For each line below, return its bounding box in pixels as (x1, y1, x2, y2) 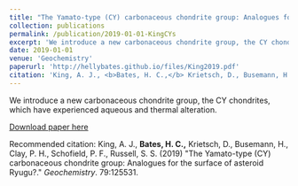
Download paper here (9, 121, 89, 132)
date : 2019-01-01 (9, 46, 74, 55)
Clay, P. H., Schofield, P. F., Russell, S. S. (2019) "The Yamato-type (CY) (9, 148, 271, 159)
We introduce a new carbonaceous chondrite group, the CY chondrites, (9, 95, 271, 105)
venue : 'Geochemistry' (9, 54, 93, 63)
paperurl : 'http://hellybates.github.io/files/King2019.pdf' (9, 63, 240, 72)
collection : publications (9, 21, 105, 30)
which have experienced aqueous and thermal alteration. (9, 104, 217, 115)
